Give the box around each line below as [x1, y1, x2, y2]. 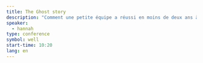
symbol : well [6, 37, 39, 43]
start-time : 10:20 [6, 43, 53, 49]
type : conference [6, 31, 50, 37]
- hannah [11, 25, 34, 32]
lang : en [6, 48, 28, 54]
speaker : [6, 20, 28, 26]
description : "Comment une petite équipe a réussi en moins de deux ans [6, 14, 193, 20]
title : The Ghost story [6, 8, 66, 15]
